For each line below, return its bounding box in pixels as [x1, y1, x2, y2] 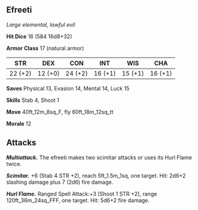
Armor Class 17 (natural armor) [6, 44, 85, 52]
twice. [6, 160, 22, 168]
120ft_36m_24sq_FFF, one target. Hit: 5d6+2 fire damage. [6, 197, 150, 204]
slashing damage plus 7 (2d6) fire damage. [6, 178, 114, 186]
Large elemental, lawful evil [6, 21, 76, 28]
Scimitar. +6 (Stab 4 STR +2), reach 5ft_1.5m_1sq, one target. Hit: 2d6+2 [6, 172, 186, 179]
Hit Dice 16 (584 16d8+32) [6, 33, 73, 40]
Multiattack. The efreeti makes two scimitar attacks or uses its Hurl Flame [6, 154, 193, 161]
